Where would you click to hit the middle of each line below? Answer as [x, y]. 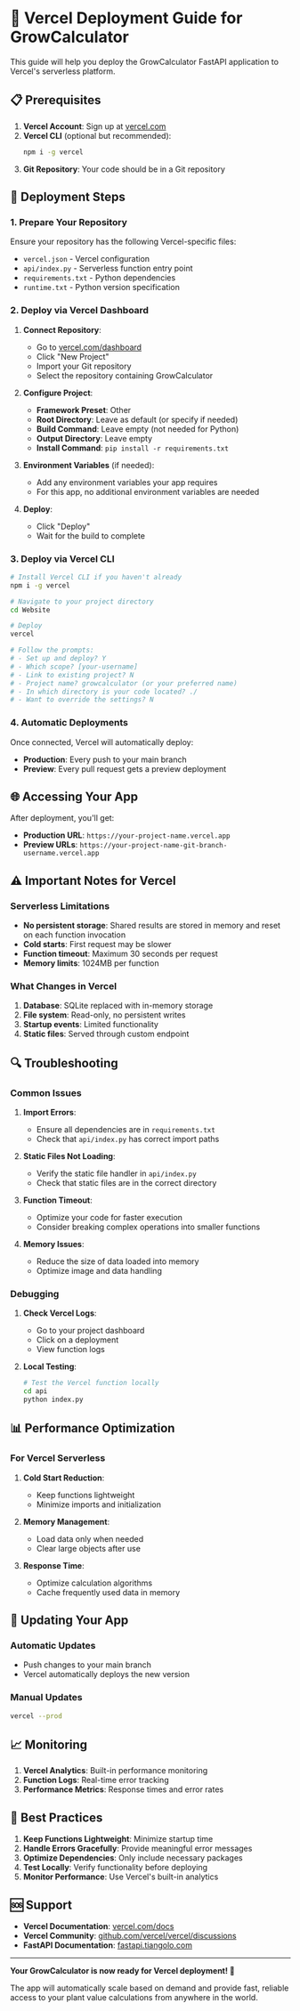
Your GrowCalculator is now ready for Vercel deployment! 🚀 [122, 1970]
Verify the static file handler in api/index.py [116, 1173]
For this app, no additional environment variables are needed [148, 491]
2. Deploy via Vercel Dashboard [80, 311]
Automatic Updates [53, 1645]
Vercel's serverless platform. [63, 71]
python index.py [53, 1400]
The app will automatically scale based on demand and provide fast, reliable [150, 1988]
